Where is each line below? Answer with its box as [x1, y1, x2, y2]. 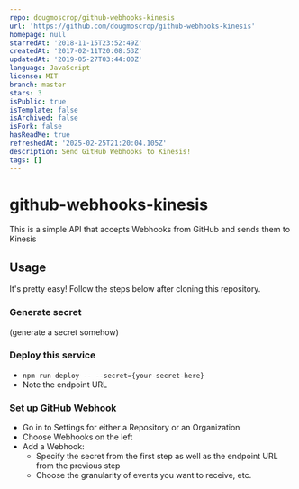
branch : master [9, 80, 67, 89]
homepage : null [9, 30, 67, 39]
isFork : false [9, 122, 63, 131]
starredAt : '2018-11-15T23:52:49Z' [9, 38, 143, 48]
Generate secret [9, 306, 82, 319]
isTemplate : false [9, 105, 78, 114]
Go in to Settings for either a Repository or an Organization [22, 422, 240, 433]
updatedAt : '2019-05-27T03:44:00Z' [9, 55, 143, 64]
